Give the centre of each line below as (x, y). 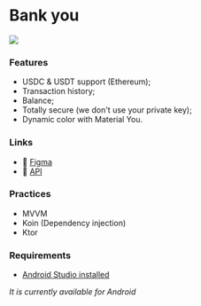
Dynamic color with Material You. (82, 120)
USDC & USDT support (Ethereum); (86, 82)
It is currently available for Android (73, 292)
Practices (30, 194)
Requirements (40, 255)
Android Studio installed (66, 275)
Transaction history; (58, 91)
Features (29, 62)
